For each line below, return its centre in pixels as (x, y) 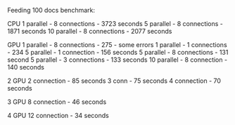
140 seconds (26, 67)
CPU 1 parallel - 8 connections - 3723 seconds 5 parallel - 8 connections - (115, 24)
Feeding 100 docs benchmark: (51, 10)
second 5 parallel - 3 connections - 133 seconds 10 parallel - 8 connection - (117, 60)
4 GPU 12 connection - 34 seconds (58, 116)
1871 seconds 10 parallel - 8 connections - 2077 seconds (90, 31)
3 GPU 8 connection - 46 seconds (57, 102)
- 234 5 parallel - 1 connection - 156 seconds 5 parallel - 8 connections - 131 (118, 52)
